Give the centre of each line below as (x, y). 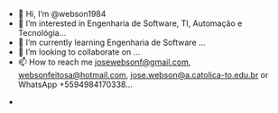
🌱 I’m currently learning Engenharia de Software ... (111, 42)
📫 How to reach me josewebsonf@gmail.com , (104, 62)
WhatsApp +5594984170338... (75, 84)
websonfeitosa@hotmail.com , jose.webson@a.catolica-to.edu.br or (143, 75)
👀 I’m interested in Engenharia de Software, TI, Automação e (130, 23)
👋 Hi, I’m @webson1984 (62, 14)
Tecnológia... (42, 33)
